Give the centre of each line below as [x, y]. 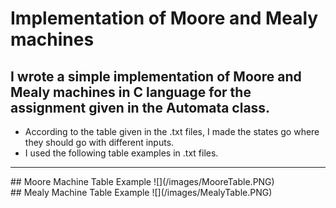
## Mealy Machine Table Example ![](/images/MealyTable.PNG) [141, 192]
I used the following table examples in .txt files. [121, 153]
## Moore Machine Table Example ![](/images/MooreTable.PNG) [142, 181]
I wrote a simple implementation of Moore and [156, 76]
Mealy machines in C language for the [131, 92]
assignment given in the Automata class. [140, 107]
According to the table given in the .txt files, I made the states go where [172, 131]
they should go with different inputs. [99, 142]
